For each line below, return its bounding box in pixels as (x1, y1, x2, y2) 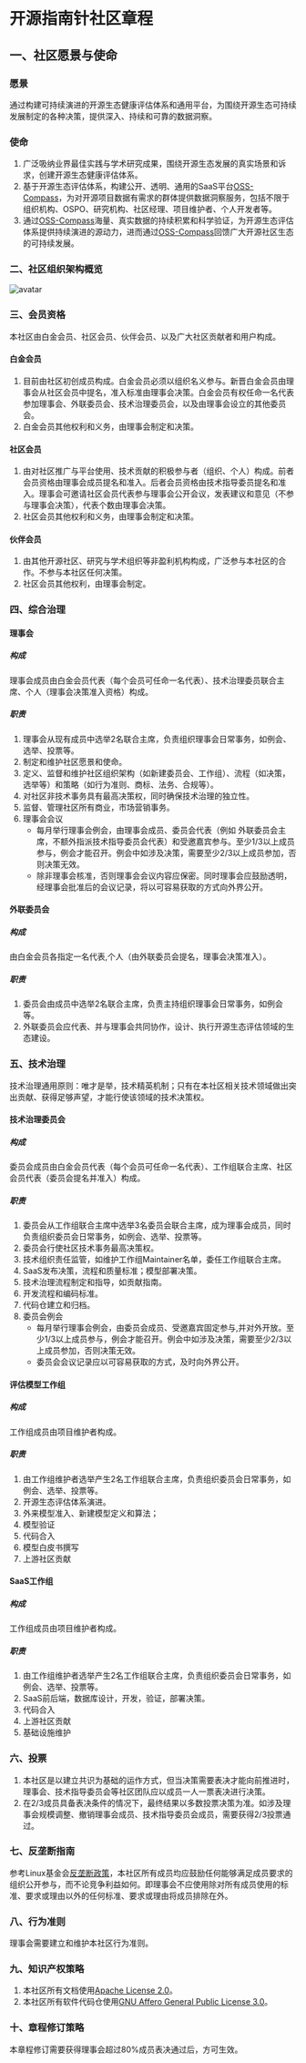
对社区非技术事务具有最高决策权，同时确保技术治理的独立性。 (22, 790, 255, 802)
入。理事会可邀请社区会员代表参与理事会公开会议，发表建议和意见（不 (22, 488, 287, 499)
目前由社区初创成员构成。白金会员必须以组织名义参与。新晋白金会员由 (22, 375, 287, 386)
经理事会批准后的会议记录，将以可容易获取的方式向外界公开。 (36, 881, 269, 893)
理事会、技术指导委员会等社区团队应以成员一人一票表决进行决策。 (22, 1786, 270, 1797)
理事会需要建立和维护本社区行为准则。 (9, 1937, 153, 1949)
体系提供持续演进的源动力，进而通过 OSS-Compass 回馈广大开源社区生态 (22, 227, 294, 238)
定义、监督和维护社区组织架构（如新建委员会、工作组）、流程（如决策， (22, 767, 291, 779)
